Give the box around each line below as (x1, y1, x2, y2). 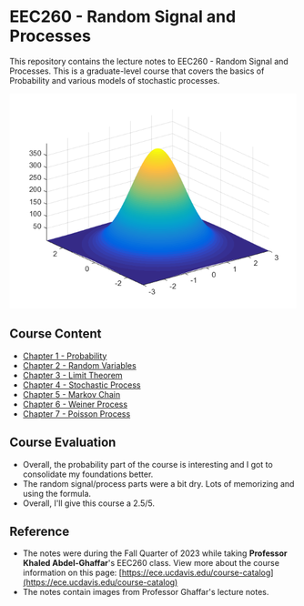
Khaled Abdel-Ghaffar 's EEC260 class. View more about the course (22, 558, 280, 569)
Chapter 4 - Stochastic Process (22, 379, 141, 390)
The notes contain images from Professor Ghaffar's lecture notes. (22, 587, 269, 598)
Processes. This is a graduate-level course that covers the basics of (9, 66, 265, 76)
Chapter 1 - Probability (22, 350, 107, 361)
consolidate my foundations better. (22, 469, 154, 480)
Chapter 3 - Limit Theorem (22, 369, 123, 380)
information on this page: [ (22, 567, 123, 579)
